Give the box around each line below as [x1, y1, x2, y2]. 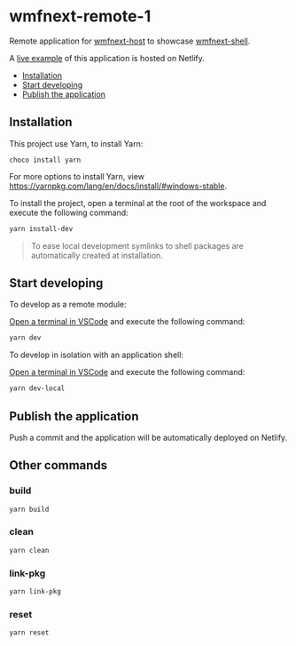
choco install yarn [9, 156, 82, 164]
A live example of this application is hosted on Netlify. [9, 52, 206, 63]
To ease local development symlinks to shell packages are [30, 240, 244, 251]
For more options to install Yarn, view [9, 171, 144, 181]
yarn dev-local [9, 384, 66, 393]
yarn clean [9, 546, 50, 554]
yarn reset [9, 628, 50, 637]
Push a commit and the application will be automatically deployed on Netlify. [9, 433, 288, 443]
